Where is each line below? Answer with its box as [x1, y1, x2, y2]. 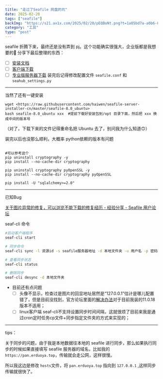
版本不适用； [19, 303, 45, 309]
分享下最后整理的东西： [17, 50, 65, 55]
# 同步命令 [5, 244, 24, 249]
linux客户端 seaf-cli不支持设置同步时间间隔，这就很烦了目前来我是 [19, 309, 152, 315]
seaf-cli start [5, 235, 36, 241]
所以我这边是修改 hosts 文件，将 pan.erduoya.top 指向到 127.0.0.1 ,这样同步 [5, 362, 156, 368]
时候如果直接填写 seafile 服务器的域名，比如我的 [13, 346, 110, 352]
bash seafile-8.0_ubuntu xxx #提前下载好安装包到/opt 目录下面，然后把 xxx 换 [5, 111, 157, 117]
